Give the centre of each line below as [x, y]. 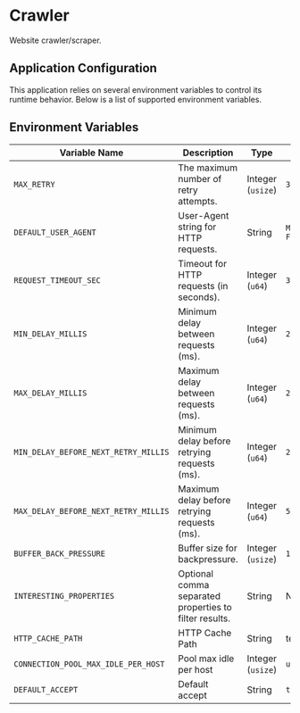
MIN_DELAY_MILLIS [50, 334]
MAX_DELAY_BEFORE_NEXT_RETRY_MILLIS [92, 511]
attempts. [198, 201]
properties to [205, 607]
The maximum [208, 168]
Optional [196, 574]
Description [208, 153]
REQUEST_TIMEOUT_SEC [57, 280]
